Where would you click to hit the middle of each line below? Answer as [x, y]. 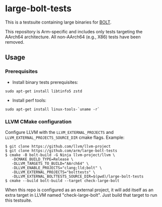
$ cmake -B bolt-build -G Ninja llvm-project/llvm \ [60, 155]
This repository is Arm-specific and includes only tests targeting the [74, 31]
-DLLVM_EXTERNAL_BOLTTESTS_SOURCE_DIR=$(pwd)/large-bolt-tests [78, 176]
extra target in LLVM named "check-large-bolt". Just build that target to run [81, 195]
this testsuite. [19, 200]
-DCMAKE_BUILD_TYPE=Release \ [42, 159]
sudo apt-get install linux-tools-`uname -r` [52, 109]
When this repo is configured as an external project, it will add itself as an [79, 190]
